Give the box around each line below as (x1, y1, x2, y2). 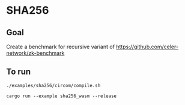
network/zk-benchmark (6, 50, 65, 57)
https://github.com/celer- (116, 43, 179, 50)
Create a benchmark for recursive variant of (6, 43, 115, 50)
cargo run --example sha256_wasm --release (6, 93, 117, 99)
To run (6, 67, 31, 77)
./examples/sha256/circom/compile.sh (6, 82, 101, 88)
